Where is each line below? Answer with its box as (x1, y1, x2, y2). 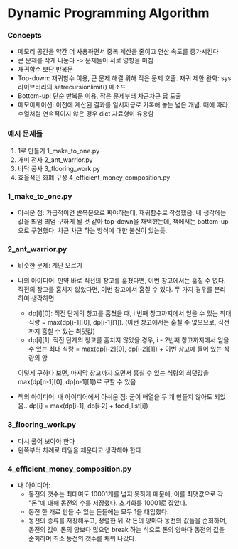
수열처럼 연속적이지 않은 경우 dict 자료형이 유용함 (17, 109, 154, 118)
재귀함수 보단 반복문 (17, 65, 73, 74)
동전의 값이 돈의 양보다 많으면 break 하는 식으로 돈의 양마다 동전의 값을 (28, 525, 225, 533)
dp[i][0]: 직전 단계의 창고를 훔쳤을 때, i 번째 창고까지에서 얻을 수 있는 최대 (28, 309, 232, 317)
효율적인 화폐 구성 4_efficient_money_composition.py (17, 173, 171, 182)
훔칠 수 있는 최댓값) (41, 327, 96, 335)
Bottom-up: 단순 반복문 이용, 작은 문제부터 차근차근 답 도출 (17, 92, 182, 100)
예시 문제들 (7, 129, 43, 139)
